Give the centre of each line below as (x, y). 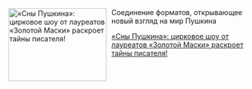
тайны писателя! (140, 53)
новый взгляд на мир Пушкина (164, 21)
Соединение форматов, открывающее (177, 12)
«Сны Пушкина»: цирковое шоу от (170, 36)
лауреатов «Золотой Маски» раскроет (178, 44)
